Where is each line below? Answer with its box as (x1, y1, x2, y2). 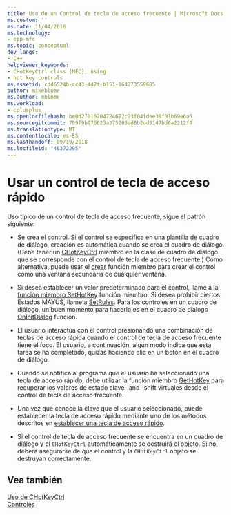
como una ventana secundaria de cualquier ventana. (17, 270, 167, 278)
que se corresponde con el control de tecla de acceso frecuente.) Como (17, 255, 223, 263)
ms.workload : (7, 100, 45, 107)
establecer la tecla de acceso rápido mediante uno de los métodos (17, 411, 207, 420)
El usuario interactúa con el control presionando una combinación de (17, 326, 213, 334)
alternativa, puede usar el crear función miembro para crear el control (17, 262, 216, 270)
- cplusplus (7, 106, 41, 113)
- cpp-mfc (7, 36, 36, 43)
